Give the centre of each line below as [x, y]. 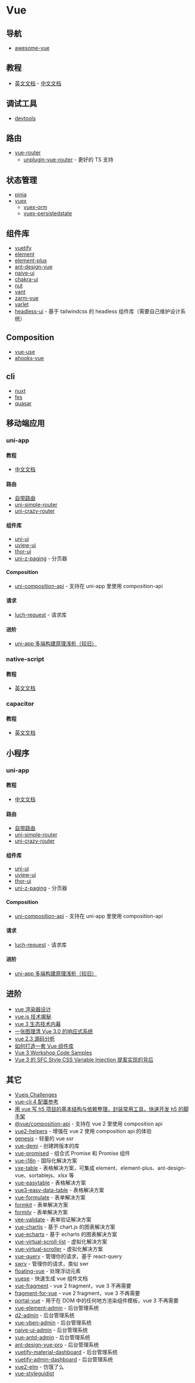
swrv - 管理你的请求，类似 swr [52, 1263]
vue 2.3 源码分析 [35, 1038]
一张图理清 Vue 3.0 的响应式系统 [54, 1031]
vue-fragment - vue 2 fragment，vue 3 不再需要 [73, 1286]
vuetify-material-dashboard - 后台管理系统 [66, 1352]
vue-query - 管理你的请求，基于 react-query [68, 1256]
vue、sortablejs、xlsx [41, 1175]
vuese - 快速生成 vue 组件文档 [51, 1278]
